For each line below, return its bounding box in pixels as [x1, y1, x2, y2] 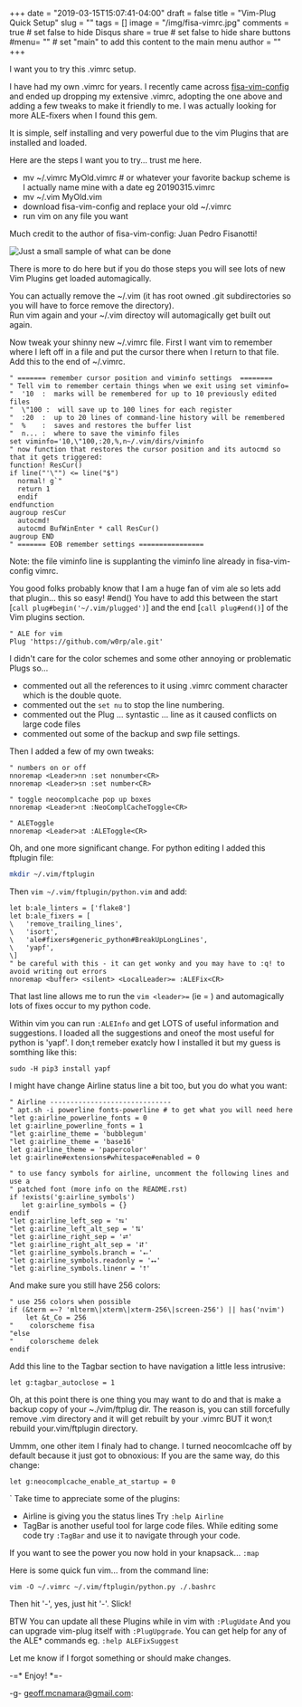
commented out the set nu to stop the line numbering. [22, 700, 225, 710]
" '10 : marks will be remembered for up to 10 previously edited [9, 389, 278, 398]
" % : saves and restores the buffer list [9, 421, 193, 430]
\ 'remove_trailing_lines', [9, 919, 124, 929]
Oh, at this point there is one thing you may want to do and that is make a [9, 1394, 282, 1405]
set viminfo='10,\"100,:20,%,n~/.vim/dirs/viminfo [9, 437, 204, 446]
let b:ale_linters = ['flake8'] [9, 903, 131, 912]
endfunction [9, 501, 54, 510]
